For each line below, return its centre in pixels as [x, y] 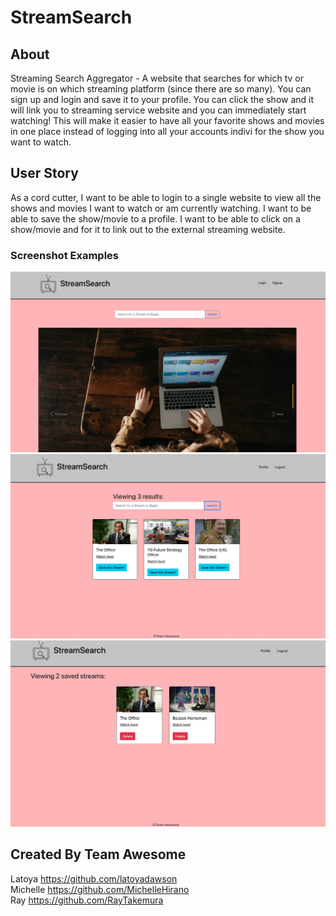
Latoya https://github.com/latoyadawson [94, 878]
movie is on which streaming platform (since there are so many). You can [161, 89]
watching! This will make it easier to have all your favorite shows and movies [167, 120]
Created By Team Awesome [98, 854]
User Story [44, 173]
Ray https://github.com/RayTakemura [87, 900]
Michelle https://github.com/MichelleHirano [100, 889]
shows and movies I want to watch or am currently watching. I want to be [161, 208]
